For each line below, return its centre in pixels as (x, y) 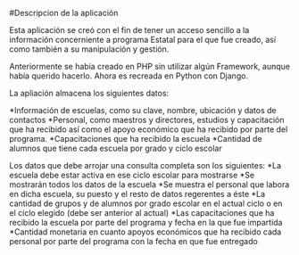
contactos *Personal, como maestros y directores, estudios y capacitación (147, 120)
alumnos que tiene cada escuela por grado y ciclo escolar (116, 148)
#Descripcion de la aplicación (64, 13)
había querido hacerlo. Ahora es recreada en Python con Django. (129, 76)
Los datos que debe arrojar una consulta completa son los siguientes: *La (145, 165)
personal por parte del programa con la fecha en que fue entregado (134, 241)
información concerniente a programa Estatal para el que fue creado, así (143, 40)
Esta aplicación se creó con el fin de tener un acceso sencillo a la (129, 30)
